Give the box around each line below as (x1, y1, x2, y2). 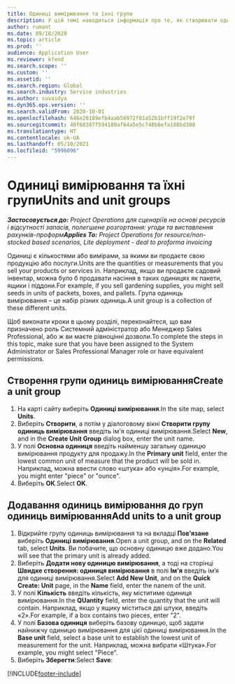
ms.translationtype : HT (7, 128, 77, 135)
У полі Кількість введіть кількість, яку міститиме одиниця (17, 589, 192, 597)
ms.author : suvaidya (7, 95, 68, 102)
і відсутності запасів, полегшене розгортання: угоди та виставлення (7, 222, 213, 232)
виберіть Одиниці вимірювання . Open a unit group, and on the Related (17, 536, 227, 544)
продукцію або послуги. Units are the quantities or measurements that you (7, 259, 224, 267)
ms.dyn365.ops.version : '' (7, 102, 86, 109)
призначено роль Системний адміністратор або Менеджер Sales (7, 324, 202, 333)
